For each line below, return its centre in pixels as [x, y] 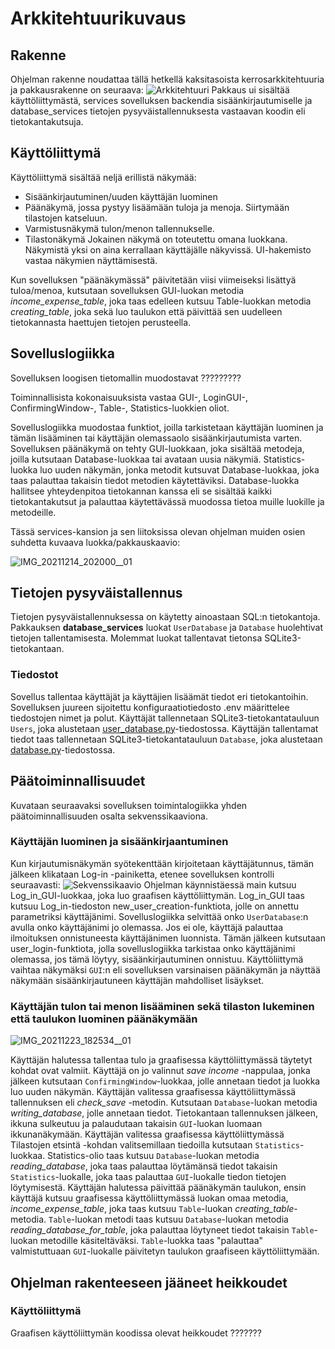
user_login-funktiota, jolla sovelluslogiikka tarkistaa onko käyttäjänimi [153, 948]
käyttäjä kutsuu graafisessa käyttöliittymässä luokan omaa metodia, [149, 1198]
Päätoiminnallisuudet [78, 781]
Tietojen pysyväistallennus [96, 593]
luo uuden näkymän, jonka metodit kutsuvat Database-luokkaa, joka [179, 469]
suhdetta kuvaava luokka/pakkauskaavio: [95, 542]
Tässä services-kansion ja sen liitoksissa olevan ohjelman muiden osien [158, 531]
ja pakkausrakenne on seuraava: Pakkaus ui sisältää [150, 90]
